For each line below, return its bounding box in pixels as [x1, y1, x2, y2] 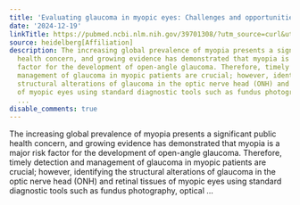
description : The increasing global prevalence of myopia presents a [9, 46, 274, 55]
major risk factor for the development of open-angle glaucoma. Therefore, [9, 148, 283, 159]
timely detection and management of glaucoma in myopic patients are [9, 157, 266, 168]
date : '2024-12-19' [9, 21, 82, 30]
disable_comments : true [9, 104, 98, 113]
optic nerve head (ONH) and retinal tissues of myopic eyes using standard [9, 176, 282, 187]
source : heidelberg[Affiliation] [9, 37, 134, 47]
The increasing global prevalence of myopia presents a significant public [9, 128, 277, 139]
